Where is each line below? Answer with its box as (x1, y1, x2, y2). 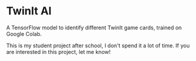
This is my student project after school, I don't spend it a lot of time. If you (6, 42, 190, 49)
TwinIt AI (6, 4, 52, 18)
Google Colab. (6, 30, 42, 37)
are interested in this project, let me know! (6, 48, 111, 55)
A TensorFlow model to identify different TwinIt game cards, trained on (6, 24, 182, 31)
